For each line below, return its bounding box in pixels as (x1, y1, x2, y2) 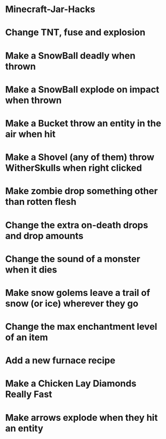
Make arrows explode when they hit (5, 412, 158, 423)
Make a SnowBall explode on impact (5, 83, 160, 95)
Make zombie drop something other (5, 186, 158, 197)
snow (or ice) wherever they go (5, 297, 139, 309)
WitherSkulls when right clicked (5, 162, 142, 174)
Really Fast (5, 388, 52, 400)
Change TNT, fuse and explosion (5, 27, 145, 38)
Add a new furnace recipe (5, 355, 116, 366)
